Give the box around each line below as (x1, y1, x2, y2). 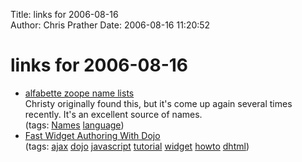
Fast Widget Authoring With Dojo (24, 129, 161, 141)
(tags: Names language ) (24, 119, 125, 131)
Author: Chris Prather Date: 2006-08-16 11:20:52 (10, 19, 211, 31)
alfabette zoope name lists (24, 87, 135, 99)
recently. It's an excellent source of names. (24, 108, 203, 120)
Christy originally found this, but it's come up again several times (24, 97, 293, 109)
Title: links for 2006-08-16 (10, 9, 119, 20)
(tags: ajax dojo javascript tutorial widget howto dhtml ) (24, 140, 250, 152)
